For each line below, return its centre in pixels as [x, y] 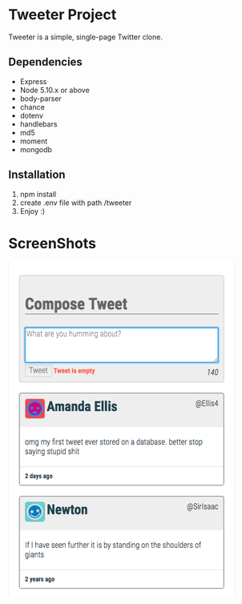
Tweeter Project [63, 15]
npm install [38, 194]
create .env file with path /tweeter [76, 203]
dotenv [32, 115]
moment [34, 141]
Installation [37, 175]
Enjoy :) [32, 211]
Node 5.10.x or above [54, 90]
